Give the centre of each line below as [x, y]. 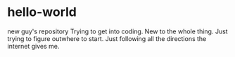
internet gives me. [33, 46]
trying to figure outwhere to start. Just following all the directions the [107, 38]
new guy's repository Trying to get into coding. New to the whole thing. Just [118, 31]
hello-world [42, 12]
